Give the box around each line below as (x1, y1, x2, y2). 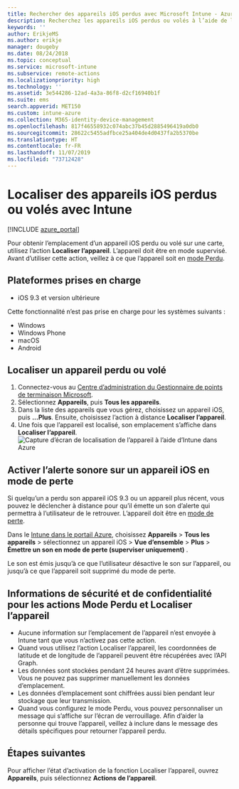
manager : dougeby (7, 43, 59, 50)
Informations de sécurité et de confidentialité (7, 587, 212, 599)
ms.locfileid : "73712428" (7, 156, 84, 163)
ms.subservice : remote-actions (7, 70, 100, 77)
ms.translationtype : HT (7, 136, 78, 143)
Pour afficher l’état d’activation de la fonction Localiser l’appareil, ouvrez (7, 766, 219, 775)
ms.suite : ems (7, 97, 50, 104)
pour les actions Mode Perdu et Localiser (7, 599, 193, 611)
